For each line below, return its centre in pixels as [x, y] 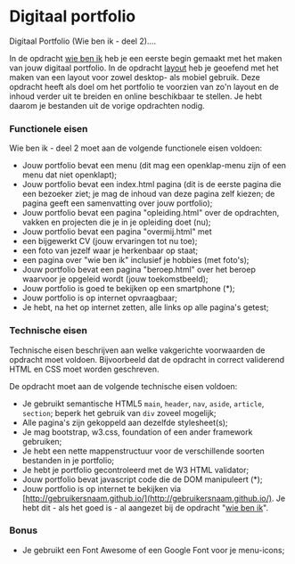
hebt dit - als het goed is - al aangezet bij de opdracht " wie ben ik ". [145, 507]
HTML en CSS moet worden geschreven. [84, 369]
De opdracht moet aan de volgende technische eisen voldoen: [123, 386]
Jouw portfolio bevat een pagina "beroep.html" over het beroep [139, 270]
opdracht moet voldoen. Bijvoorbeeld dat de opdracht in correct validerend [147, 359]
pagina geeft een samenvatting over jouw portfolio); [117, 203]
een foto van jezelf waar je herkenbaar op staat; [110, 250]
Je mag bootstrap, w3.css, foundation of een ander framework [137, 432]
